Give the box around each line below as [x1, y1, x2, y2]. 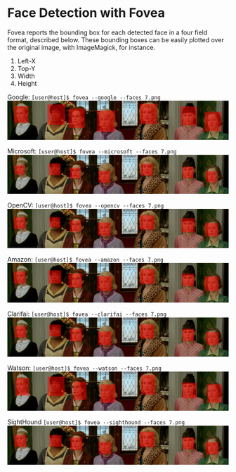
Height [17, 79, 37, 87]
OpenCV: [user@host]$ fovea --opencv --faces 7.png [7, 201, 164, 210]
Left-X [17, 56, 37, 65]
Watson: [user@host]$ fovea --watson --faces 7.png [7, 364, 162, 372]
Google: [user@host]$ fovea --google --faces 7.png [7, 93, 161, 101]
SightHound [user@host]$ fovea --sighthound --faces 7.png [7, 417, 185, 426]
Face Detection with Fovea [7, 5, 165, 21]
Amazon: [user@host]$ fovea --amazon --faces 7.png [7, 255, 164, 264]
